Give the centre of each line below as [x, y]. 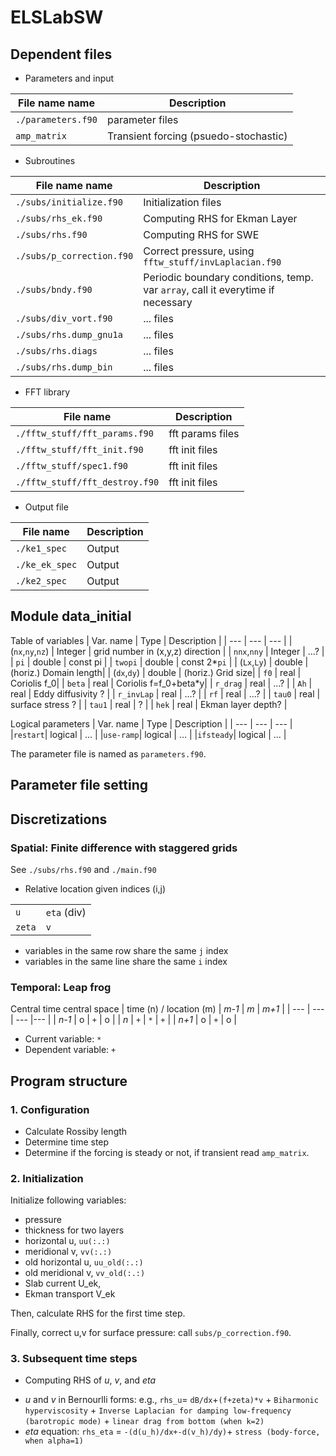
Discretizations [59, 819]
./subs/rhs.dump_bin [64, 367]
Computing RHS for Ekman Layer [220, 218]
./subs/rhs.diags [56, 351]
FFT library [47, 392]
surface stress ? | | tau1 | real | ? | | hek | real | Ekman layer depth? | [149, 704]
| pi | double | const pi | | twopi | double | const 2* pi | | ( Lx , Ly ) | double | [159, 662]
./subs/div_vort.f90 [64, 318]
